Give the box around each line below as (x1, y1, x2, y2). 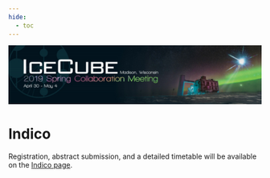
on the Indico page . (8, 159, 73, 169)
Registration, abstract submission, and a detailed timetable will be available (8, 151, 257, 161)
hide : (8, 13, 27, 21)
